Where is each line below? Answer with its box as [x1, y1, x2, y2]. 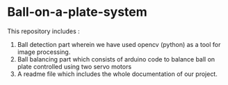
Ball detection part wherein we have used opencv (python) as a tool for [17, 40, 221, 48]
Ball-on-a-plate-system [7, 4, 147, 20]
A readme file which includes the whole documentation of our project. [17, 70, 218, 78]
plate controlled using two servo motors [17, 62, 132, 70]
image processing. [17, 48, 71, 56]
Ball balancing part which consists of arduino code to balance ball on [17, 55, 215, 63]
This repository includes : [7, 27, 80, 35]
